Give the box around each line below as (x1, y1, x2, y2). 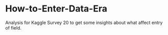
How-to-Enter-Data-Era (5, 3, 107, 14)
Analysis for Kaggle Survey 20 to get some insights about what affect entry (5, 19, 163, 25)
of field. (5, 24, 22, 30)
